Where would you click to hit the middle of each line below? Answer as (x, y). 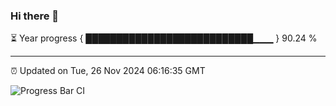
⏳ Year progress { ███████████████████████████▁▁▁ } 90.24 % (164, 38)
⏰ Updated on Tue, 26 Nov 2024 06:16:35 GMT (108, 71)
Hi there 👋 (35, 16)
